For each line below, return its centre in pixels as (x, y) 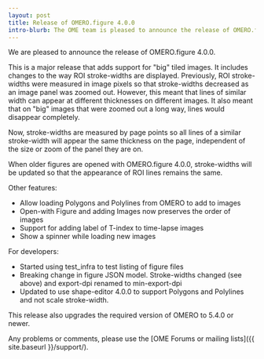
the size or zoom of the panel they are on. (76, 149)
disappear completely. (44, 118)
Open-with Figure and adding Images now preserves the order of (125, 212)
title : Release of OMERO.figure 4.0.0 (71, 23)
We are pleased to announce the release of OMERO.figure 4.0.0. (112, 53)
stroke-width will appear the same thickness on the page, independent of (127, 141)
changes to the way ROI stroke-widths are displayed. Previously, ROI (119, 76)
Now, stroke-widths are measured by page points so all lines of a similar (125, 132)
